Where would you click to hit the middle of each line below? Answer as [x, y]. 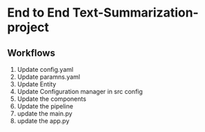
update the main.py [45, 113]
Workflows [31, 53]
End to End [39, 13]
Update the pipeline [45, 106]
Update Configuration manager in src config [80, 92]
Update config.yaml [45, 69]
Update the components [51, 99]
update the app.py [43, 121]
